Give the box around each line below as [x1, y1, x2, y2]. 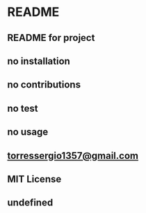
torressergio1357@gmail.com [7, 150, 139, 162]
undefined [7, 197, 54, 209]
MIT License [7, 173, 62, 185]
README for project [7, 32, 95, 44]
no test [7, 102, 38, 114]
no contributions [7, 79, 81, 91]
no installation [7, 55, 71, 67]
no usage [7, 126, 49, 138]
